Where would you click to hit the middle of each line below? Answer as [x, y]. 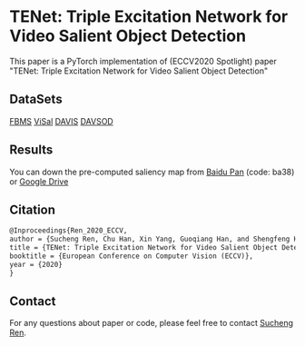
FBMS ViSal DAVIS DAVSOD [61, 121]
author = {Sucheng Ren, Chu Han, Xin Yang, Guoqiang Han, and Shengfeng [150, 239]
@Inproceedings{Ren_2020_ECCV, [69, 231]
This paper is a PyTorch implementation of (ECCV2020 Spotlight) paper [143, 61]
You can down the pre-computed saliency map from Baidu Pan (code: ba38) [152, 172]
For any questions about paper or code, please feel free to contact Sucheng [151, 323]
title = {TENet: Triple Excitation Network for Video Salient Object [144, 248]
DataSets [36, 99]
